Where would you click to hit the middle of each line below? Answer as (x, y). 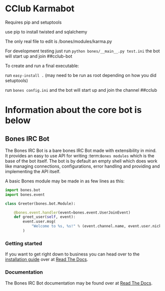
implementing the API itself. (33, 171)
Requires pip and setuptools (33, 22)
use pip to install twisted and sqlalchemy (46, 32)
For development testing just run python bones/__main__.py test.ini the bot (82, 51)
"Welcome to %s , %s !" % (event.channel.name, (79, 226)
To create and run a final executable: (42, 66)
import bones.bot (23, 190)
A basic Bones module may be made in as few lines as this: (65, 181)
